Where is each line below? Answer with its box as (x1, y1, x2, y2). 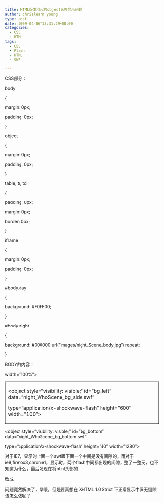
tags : (5, 39, 16, 44)
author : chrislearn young (5, 12, 58, 17)
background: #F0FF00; (5, 304, 52, 310)
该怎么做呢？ (5, 493, 31, 499)
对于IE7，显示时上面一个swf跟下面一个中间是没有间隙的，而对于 (5, 453, 134, 459)
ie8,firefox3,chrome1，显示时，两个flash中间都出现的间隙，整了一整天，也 (5, 459, 155, 466)
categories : (5, 25, 29, 30)
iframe (5, 237, 19, 243)
